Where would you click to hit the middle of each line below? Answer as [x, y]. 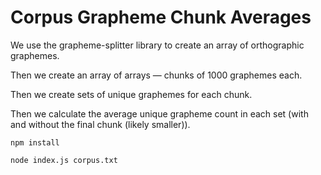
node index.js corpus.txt [64, 160]
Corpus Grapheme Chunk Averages [161, 17]
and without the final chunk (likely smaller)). [100, 124]
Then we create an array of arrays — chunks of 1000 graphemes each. [156, 75]
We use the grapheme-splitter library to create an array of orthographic [157, 45]
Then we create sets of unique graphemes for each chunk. [131, 94]
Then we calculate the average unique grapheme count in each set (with [159, 113]
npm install [35, 142]
